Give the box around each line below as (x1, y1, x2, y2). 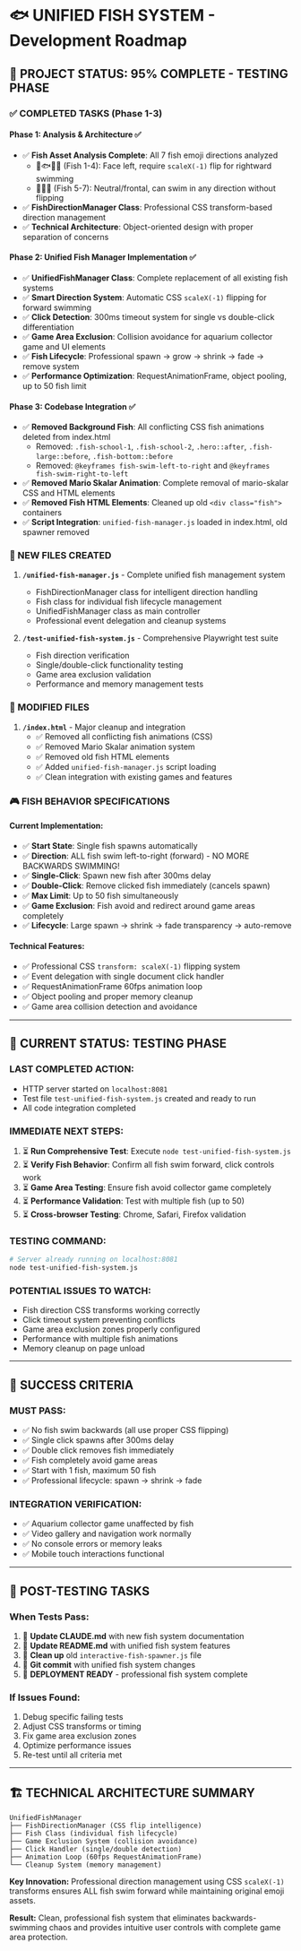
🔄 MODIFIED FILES (9, 701, 90, 713)
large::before (35, 453, 89, 462)
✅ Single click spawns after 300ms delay (21, 1435, 175, 1446)
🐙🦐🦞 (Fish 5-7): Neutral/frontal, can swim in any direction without (35, 183, 276, 194)
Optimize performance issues (21, 1740, 132, 1751)
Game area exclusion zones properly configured (21, 1324, 201, 1334)
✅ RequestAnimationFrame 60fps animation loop (21, 981, 203, 992)
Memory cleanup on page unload (21, 1343, 145, 1354)
